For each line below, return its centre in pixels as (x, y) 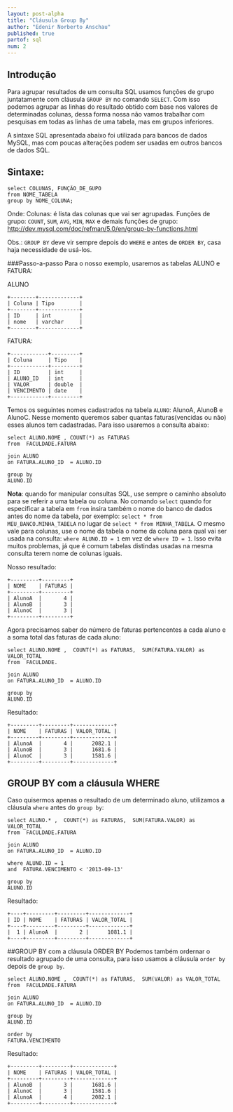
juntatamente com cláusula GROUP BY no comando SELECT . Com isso (104, 99)
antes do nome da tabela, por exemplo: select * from (85, 516)
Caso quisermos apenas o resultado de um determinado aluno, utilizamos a (116, 800)
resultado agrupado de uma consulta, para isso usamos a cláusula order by (116, 959)
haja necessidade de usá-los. (50, 249)
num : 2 (17, 46)
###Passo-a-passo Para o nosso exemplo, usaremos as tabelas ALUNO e (114, 263)
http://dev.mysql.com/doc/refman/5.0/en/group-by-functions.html (103, 228)
